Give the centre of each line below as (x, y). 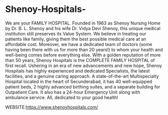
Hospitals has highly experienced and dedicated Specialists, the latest (77, 70)
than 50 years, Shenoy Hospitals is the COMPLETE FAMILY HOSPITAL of (80, 60)
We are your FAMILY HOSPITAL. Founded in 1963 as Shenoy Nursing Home (83, 23)
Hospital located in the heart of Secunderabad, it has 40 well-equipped (79, 81)
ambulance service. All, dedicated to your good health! (62, 97)
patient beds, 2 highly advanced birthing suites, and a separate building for (83, 86)
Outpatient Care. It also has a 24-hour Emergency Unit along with (73, 92)
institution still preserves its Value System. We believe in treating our (76, 33)
